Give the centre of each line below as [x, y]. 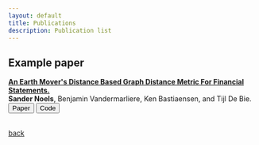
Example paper [46, 63]
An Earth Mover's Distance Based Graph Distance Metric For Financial [126, 82]
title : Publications [43, 23]
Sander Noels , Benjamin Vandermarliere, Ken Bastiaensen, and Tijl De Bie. [130, 99]
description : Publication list [60, 30]
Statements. [29, 90]
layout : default [35, 16]
